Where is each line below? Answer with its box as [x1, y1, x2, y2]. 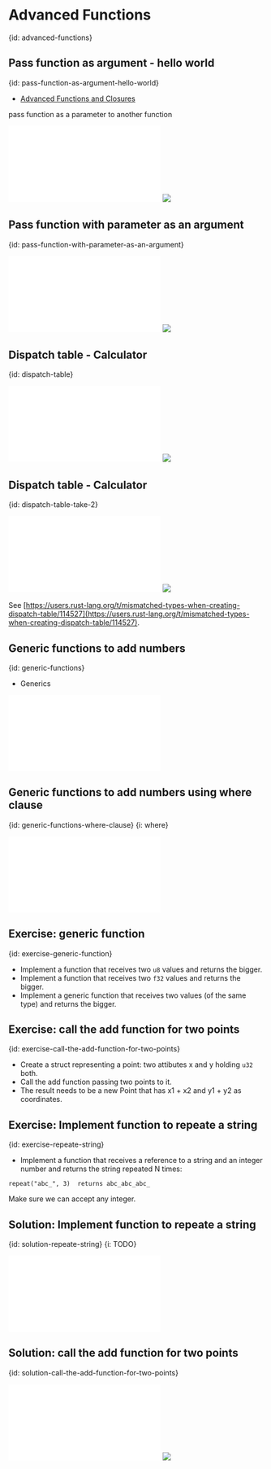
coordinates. [19, 1095, 62, 1104]
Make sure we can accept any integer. [8, 1194, 136, 1204]
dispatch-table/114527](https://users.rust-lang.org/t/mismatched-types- [8, 609, 250, 619]
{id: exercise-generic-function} [8, 948, 113, 958]
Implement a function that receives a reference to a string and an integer [19, 1156, 263, 1165]
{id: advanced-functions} [8, 33, 93, 42]
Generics [19, 679, 51, 689]
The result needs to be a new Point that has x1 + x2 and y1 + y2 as [19, 1086, 242, 1095]
